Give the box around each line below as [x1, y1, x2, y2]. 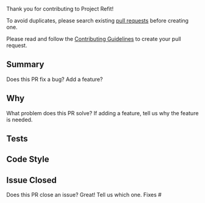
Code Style [6, 154, 49, 165]
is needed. [6, 116, 33, 123]
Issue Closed [6, 175, 57, 185]
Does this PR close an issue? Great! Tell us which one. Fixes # [6, 191, 162, 199]
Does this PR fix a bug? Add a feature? [6, 76, 103, 83]
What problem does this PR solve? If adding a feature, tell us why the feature [6, 109, 199, 116]
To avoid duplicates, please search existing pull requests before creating [6, 17, 189, 24]
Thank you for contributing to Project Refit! [6, 5, 114, 12]
